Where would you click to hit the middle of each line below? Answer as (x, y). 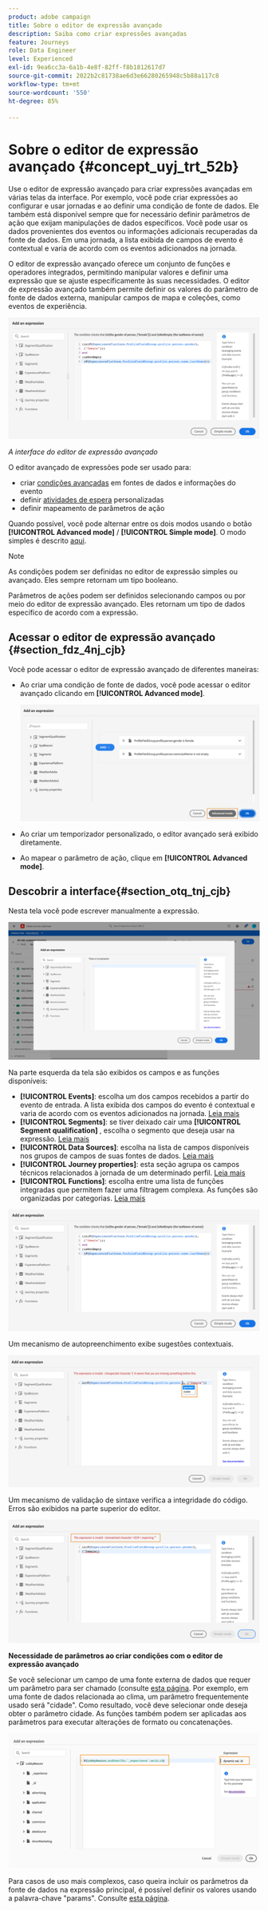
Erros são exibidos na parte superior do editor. (85, 1508)
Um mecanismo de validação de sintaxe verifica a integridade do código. (128, 1500)
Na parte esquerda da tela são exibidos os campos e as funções (114, 1073)
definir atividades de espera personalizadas (92, 500)
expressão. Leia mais (55, 1139)
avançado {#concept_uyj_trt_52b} (124, 167)
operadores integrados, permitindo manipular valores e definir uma (118, 272)
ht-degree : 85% (33, 101)
